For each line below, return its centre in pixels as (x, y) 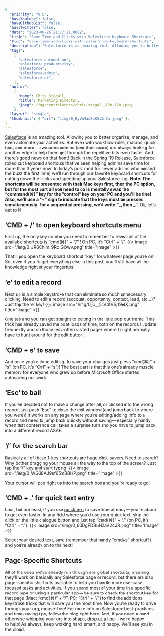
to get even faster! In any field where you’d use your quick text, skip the (77, 515)
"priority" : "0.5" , (29, 14)
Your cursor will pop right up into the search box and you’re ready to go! (78, 483)
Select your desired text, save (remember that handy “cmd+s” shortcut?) (78, 540)
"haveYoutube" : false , (32, 19)
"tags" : (17, 50)
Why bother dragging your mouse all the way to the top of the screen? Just (81, 463)
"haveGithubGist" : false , (36, 23)
